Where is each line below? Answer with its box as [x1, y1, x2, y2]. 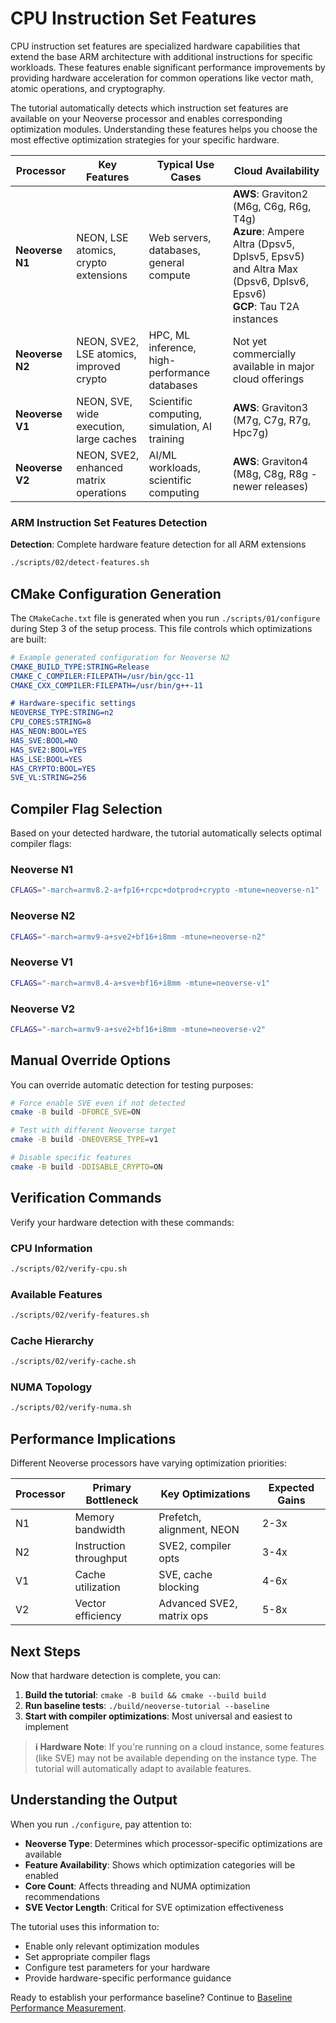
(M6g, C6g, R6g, [232, 199, 312, 213]
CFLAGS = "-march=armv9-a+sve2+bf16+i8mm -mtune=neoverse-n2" [10, 932, 267, 942]
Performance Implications [10, 1430, 177, 1447]
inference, [148, 340, 197, 354]
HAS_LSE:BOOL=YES [10, 754, 83, 764]
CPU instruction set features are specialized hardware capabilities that [10, 40, 301, 52]
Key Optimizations [160, 1487, 251, 1501]
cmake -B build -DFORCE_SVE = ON [10, 1107, 141, 1117]
